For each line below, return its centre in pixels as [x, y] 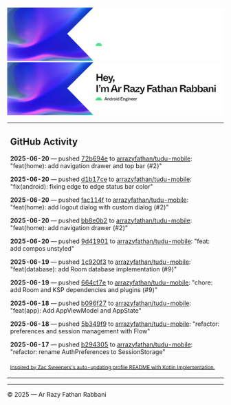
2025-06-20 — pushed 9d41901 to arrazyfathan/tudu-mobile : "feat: [110, 241]
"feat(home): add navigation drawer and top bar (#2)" [86, 165]
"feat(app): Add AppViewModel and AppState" [76, 310]
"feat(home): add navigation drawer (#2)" [69, 227]
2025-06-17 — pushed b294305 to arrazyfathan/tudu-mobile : [101, 344]
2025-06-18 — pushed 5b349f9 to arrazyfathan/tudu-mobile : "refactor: [115, 324]
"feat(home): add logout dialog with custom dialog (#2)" [90, 207]
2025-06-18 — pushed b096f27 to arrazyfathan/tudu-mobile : [100, 303]
